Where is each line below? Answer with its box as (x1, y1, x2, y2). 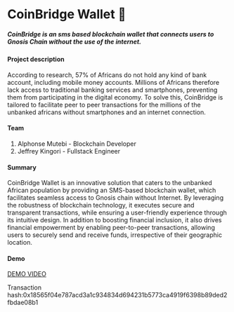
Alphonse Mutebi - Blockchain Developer (17, 140, 137, 148)
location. (7, 238, 33, 247)
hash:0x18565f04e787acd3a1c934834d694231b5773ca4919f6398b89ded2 (7, 291, 228, 299)
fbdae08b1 (7, 298, 39, 307)
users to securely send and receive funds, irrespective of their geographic (7, 231, 223, 239)
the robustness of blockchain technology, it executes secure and (7, 201, 195, 210)
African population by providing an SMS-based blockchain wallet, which (7, 186, 216, 195)
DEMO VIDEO (7, 270, 47, 278)
